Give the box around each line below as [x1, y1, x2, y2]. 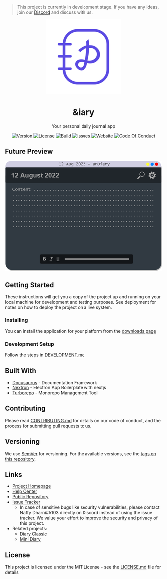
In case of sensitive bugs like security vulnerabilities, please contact [19, 504, 160, 510]
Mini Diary [19, 536, 41, 542]
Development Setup [5, 340, 54, 347]
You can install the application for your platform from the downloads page [5, 328, 156, 334]
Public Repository [12, 494, 49, 500]
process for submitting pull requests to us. [5, 423, 92, 429]
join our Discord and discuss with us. [17, 9, 93, 15]
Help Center [12, 488, 37, 494]
